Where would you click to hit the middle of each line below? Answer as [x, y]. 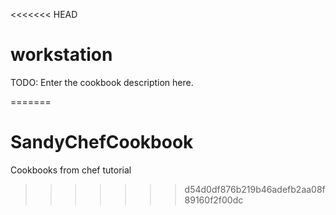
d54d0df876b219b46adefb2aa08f [255, 189]
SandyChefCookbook [102, 142]
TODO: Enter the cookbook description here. [102, 82]
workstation [61, 55]
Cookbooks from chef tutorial [71, 170]
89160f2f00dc [214, 200]
